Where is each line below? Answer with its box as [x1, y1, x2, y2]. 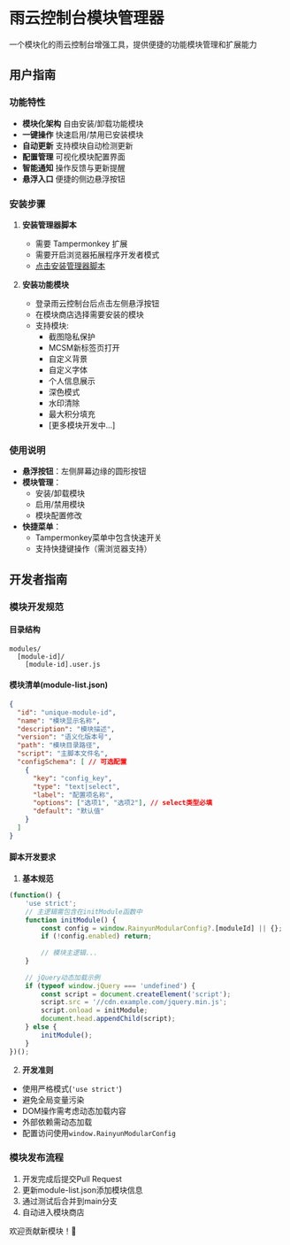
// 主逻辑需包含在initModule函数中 [25, 907, 143, 916]
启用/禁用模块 [34, 499, 86, 510]
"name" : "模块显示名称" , [17, 716, 101, 725]
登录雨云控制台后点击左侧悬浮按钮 [34, 298, 160, 308]
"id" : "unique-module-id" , [17, 708, 117, 717]
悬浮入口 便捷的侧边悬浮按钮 [21, 174, 126, 184]
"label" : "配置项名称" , [32, 790, 114, 800]
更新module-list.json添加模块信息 [21, 1184, 143, 1195]
